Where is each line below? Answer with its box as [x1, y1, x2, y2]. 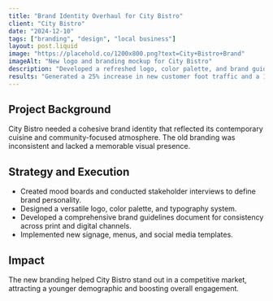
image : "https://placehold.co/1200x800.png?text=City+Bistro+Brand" [8, 50, 245, 58]
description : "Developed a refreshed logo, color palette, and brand [8, 65, 249, 73]
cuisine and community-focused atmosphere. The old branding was [8, 133, 236, 142]
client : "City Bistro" [8, 20, 85, 28]
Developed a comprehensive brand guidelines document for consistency [19, 212, 264, 222]
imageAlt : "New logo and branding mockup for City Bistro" [8, 58, 213, 66]
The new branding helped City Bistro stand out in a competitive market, [8, 275, 248, 285]
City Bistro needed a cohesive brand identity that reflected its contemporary [8, 124, 264, 134]
